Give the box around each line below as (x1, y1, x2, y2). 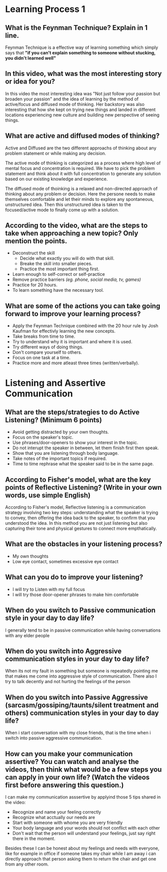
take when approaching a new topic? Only (5, 229, 139, 238)
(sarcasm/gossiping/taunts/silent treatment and (5, 701, 159, 709)
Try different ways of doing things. (12, 344, 84, 350)
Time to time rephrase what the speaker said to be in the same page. (12, 461, 154, 467)
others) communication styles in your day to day (5, 709, 159, 717)
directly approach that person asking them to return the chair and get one (5, 856, 157, 862)
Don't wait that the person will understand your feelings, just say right (12, 830, 156, 836)
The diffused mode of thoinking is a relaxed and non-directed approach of (5, 185, 158, 191)
